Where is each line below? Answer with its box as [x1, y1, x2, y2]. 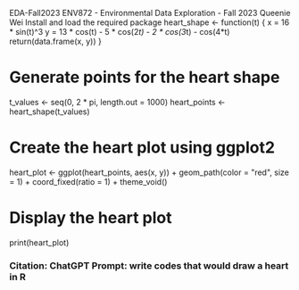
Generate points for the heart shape [9, 67, 280, 87]
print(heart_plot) [9, 236, 70, 248]
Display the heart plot [9, 208, 172, 228]
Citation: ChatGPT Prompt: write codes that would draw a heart [9, 259, 289, 271]
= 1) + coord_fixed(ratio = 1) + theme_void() [9, 176, 168, 186]
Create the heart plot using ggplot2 [9, 137, 275, 158]
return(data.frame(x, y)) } [9, 36, 103, 46]
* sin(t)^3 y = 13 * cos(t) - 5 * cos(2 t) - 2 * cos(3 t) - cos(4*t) [9, 27, 230, 37]
